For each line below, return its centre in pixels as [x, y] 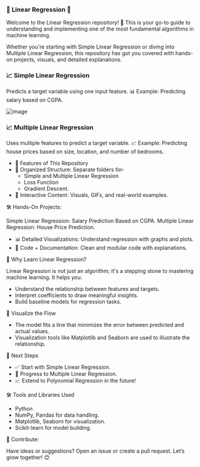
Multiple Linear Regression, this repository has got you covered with [90, 53]
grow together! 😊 [28, 457]
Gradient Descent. [46, 189]
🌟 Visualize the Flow [31, 313]
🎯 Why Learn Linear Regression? [46, 259]
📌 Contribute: [22, 439]
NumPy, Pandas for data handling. [57, 415]
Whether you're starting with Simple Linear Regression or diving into [90, 47]
